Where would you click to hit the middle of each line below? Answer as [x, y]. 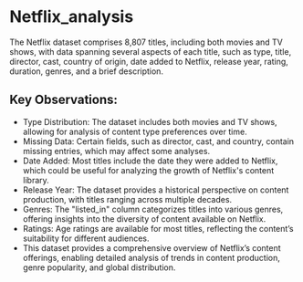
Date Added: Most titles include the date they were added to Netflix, [150, 161]
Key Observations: [64, 100]
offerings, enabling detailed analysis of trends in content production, [151, 257]
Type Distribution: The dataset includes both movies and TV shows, [150, 121]
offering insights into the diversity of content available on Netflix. [144, 219]
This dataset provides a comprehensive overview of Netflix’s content [151, 247]
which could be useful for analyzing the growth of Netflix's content [148, 170]
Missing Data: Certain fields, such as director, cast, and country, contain [158, 141]
